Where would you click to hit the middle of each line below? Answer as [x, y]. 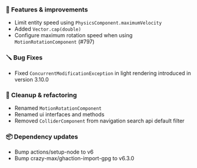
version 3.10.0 [32, 79]
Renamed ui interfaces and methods [59, 114]
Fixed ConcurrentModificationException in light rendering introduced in [102, 73]
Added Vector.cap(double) [48, 29]
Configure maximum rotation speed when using [73, 35]
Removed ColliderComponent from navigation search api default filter [99, 121]
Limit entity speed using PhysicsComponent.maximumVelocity [88, 23]
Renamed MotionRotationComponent [58, 108]
